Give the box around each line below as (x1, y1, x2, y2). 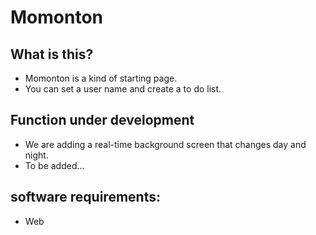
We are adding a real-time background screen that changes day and (24, 138, 307, 150)
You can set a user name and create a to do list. (24, 83, 222, 95)
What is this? (10, 46, 94, 63)
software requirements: (10, 189, 161, 206)
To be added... (24, 159, 85, 171)
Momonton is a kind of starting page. (24, 72, 178, 84)
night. (24, 149, 49, 161)
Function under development (10, 112, 195, 129)
